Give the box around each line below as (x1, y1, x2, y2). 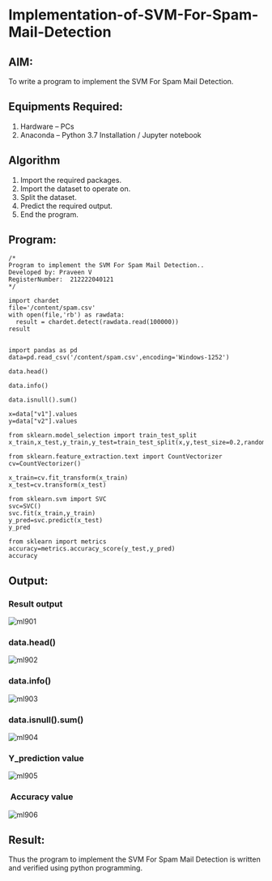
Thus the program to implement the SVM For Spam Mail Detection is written (8, 854, 261, 864)
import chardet (8, 297, 60, 305)
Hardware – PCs (19, 121, 74, 131)
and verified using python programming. (8, 863, 143, 873)
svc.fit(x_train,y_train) (8, 509, 96, 517)
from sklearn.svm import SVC (8, 496, 107, 504)
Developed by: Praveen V (8, 269, 92, 277)
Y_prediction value (8, 752, 85, 764)
